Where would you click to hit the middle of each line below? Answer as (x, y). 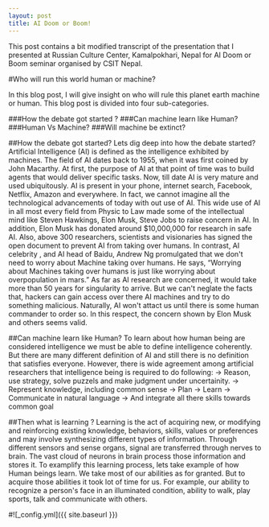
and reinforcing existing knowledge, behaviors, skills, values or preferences (133, 430)
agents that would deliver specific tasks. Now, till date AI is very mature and (133, 177)
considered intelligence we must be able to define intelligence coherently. (130, 346)
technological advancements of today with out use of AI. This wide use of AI (134, 203)
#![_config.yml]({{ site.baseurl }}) (63, 514)
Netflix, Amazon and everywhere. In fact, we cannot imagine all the (119, 194)
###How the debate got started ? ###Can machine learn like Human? (123, 118)
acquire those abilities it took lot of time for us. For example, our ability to (129, 482)
